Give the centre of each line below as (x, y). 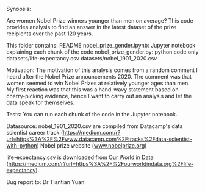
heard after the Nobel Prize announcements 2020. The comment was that (99, 76)
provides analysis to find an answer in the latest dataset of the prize (92, 27)
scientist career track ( (35, 133)
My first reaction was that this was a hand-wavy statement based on (92, 90)
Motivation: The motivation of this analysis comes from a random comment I (102, 70)
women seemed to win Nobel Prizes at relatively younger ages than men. (98, 83)
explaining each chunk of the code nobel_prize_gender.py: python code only (103, 52)
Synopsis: (19, 9)
